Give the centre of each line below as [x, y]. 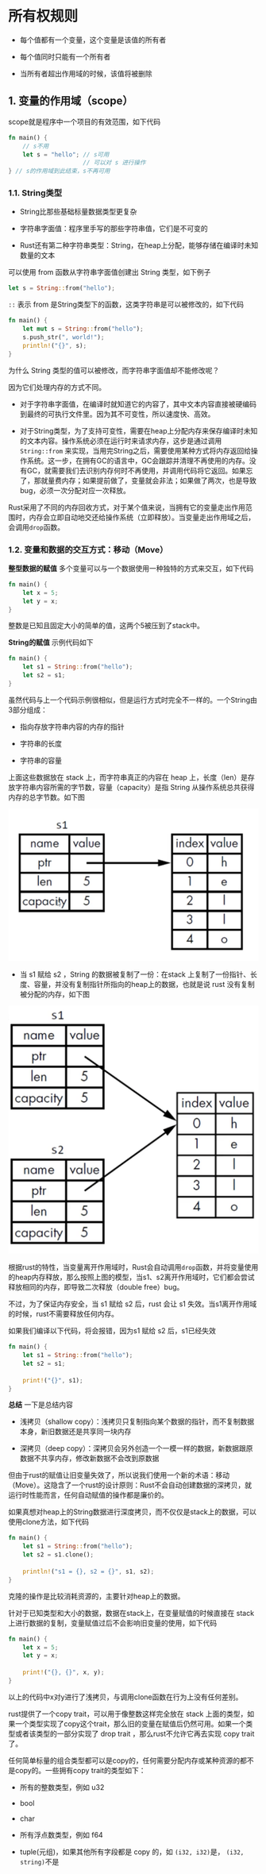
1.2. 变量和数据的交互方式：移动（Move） [88, 549]
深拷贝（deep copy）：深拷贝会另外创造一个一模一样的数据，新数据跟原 [136, 1448]
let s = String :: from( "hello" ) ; [62, 288]
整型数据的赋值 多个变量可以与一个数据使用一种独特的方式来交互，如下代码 [131, 568]
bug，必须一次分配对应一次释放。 [75, 490]
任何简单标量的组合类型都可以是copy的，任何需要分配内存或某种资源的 [124, 1760]
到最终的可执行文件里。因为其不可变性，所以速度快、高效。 [117, 414]
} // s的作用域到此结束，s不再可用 [59, 172]
